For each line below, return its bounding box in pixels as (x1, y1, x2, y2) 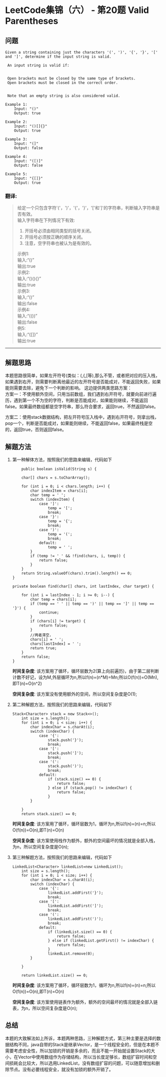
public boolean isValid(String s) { (21, 466, 97, 471)
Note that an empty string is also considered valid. (7, 93, 121, 98)
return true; (30, 645, 57, 651)
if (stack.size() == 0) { (47, 776, 101, 781)
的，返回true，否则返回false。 (5, 427, 67, 433)
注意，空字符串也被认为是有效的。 (24, 240, 94, 246)
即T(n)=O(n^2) (12, 680, 42, 686)
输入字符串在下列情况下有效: (17, 217, 75, 224)
